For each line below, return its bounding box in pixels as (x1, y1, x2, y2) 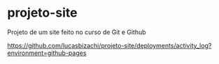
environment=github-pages (7, 49, 87, 57)
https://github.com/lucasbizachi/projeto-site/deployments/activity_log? (7, 41, 212, 49)
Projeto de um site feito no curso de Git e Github (7, 28, 146, 36)
